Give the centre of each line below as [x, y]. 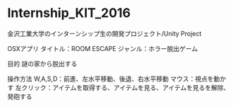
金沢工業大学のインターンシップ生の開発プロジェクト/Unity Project [104, 33]
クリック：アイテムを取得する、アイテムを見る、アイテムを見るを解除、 [125, 87]
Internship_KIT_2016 [69, 13]
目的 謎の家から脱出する [42, 63]
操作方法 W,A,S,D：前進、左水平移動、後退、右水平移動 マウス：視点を [110, 79]
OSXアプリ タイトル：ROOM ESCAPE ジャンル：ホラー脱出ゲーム [103, 48]
